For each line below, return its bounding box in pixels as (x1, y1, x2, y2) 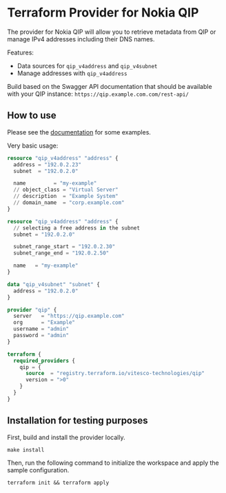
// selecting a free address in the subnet (13, 224, 140, 232)
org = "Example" (13, 319, 76, 326)
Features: (7, 48, 34, 57)
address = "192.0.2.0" (13, 288, 79, 294)
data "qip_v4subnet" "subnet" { (7, 281, 100, 288)
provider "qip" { (7, 306, 57, 313)
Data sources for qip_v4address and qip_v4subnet (17, 61, 158, 70)
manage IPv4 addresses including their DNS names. (7, 34, 155, 43)
